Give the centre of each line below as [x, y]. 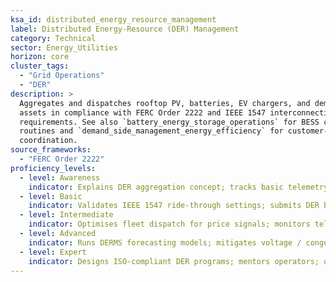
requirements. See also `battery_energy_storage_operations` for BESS [169, 122]
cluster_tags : [40, 66]
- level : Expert [53, 252]
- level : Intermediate [66, 215]
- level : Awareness [60, 177]
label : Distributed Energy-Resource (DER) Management [125, 29]
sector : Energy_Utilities [64, 47]
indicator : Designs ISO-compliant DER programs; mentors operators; [174, 261]
